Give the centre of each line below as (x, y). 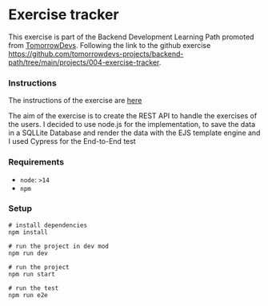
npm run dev (28, 253)
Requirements (36, 162)
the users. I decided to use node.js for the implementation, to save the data (132, 125)
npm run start (32, 274)
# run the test (34, 288)
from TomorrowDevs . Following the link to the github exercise (110, 45)
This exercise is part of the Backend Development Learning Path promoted (131, 37)
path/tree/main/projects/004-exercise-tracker (84, 62)
